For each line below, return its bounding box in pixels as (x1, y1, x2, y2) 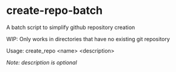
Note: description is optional (6, 59, 77, 66)
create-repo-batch (6, 4, 103, 18)
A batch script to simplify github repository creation (6, 24, 135, 31)
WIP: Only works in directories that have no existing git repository (6, 35, 170, 42)
